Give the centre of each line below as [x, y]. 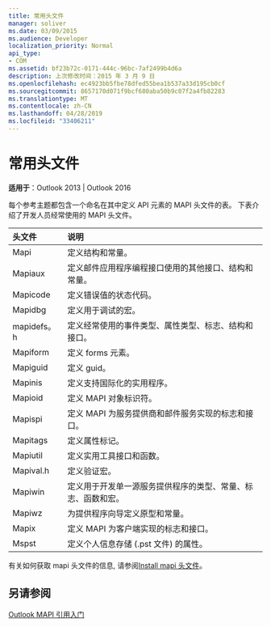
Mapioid [28, 397]
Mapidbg [29, 310]
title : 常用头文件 [36, 16]
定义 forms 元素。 [101, 353]
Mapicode [31, 294]
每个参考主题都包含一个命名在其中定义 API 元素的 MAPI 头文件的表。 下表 [130, 205]
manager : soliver [38, 23]
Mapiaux [29, 273]
